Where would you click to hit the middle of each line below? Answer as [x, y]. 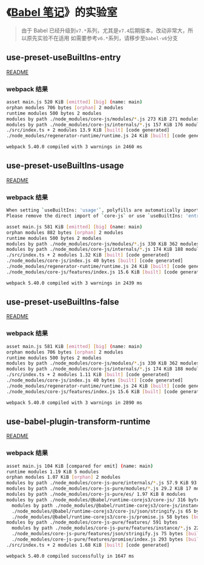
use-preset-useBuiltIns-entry [64, 57]
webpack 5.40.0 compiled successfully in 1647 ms [70, 556]
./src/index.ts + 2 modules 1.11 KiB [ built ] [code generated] [88, 375]
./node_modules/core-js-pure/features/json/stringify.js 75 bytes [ [100, 534]
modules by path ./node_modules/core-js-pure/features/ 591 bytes [92, 522]
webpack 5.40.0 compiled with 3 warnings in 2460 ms [74, 147]
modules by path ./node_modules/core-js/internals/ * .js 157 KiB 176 [95, 125]
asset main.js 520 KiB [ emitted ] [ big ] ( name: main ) [74, 102]
